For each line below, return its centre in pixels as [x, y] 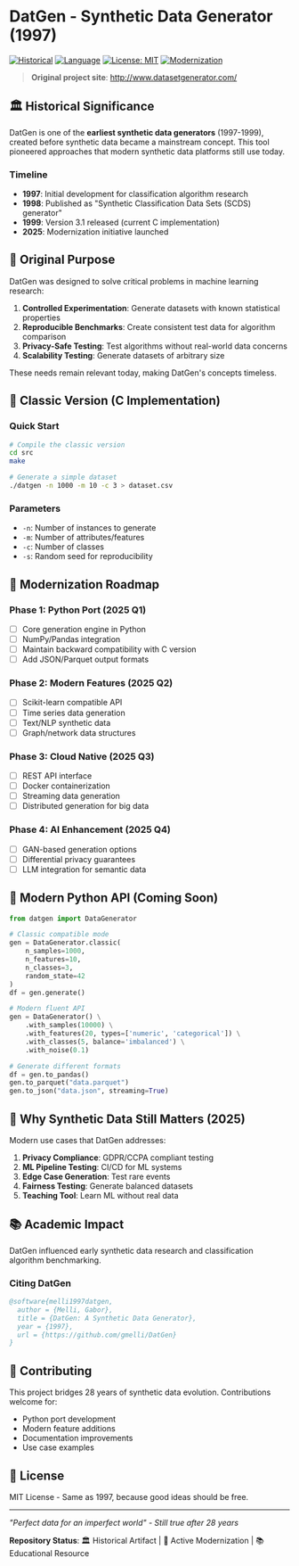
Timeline [28, 174]
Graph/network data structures [79, 732]
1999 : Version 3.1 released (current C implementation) [121, 223]
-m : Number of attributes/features [83, 538]
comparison [44, 336]
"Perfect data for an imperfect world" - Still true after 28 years [124, 1522]
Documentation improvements [77, 1438]
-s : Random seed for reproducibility [87, 556]
